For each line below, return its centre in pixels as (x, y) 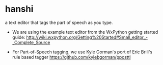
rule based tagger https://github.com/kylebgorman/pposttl (71, 57)
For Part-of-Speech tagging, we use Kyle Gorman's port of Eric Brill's (82, 52)
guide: (19, 37)
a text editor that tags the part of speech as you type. (59, 22)
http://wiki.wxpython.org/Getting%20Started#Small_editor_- (87, 37)
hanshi (19, 9)
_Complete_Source (31, 42)
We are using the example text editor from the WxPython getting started (85, 32)
